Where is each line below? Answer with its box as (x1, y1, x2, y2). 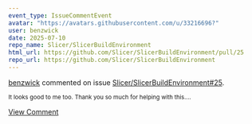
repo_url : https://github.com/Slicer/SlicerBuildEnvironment (8, 56, 216, 64)
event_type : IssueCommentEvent (8, 11, 112, 20)
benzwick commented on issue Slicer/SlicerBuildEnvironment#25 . (8, 77, 225, 87)
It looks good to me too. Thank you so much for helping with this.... (8, 93, 191, 101)
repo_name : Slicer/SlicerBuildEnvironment (8, 41, 152, 49)
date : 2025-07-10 (8, 33, 66, 42)
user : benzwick (8, 26, 59, 34)
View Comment (8, 107, 59, 116)
